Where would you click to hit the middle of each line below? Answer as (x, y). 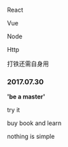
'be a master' (26, 97)
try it (14, 110)
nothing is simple (31, 137)
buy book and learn (34, 123)
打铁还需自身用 (28, 64)
